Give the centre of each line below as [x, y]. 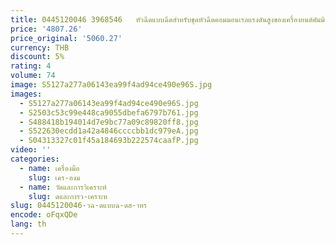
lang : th [28, 224]
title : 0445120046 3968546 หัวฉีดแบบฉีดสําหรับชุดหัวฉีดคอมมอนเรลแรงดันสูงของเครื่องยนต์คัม [166, 19]
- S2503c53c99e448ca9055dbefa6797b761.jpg [109, 112]
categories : [35, 159]
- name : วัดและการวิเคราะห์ [63, 187]
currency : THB [40, 47]
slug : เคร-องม [54, 177]
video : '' [31, 150]
